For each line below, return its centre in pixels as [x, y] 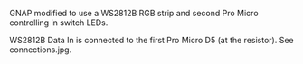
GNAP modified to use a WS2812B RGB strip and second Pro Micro [134, 13]
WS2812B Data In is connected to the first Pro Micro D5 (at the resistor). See [151, 40]
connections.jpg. [41, 50]
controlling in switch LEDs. [59, 23]
